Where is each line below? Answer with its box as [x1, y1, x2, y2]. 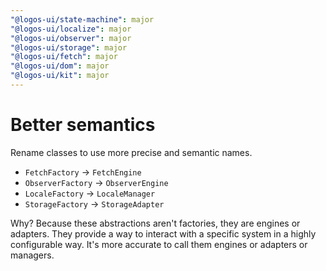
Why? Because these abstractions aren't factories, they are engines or [10, 217, 301, 229]
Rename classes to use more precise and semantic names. [10, 146, 253, 158]
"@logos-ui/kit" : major [10, 71, 110, 81]
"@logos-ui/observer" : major [10, 33, 132, 43]
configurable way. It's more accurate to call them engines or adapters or [10, 238, 308, 250]
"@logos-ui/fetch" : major [10, 52, 118, 62]
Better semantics [10, 114, 156, 136]
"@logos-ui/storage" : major [10, 42, 128, 53]
